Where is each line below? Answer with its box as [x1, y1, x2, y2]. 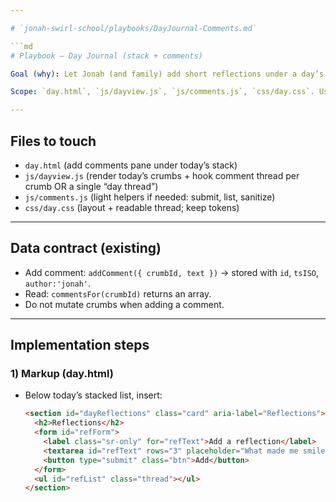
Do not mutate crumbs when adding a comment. [24, 298, 225, 310]
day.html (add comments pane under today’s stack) [24, 159, 238, 171]
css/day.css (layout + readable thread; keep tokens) [24, 201, 240, 213]
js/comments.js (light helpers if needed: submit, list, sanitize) [24, 191, 276, 203]
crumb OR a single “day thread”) [24, 180, 159, 192]
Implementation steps [10, 337, 150, 354]
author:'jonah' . [24, 277, 92, 289]
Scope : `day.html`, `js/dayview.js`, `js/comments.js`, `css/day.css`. [10, 87, 315, 97]
